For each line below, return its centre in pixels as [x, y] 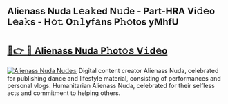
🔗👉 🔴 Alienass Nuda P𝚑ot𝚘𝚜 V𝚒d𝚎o [87, 51]
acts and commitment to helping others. [64, 93]
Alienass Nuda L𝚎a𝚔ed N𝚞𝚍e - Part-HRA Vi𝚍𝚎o [111, 11]
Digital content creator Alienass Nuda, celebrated [149, 71]
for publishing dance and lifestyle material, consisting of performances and [114, 78]
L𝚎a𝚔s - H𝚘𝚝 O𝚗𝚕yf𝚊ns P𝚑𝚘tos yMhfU [93, 22]
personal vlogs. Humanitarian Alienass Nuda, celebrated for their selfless [111, 86]
